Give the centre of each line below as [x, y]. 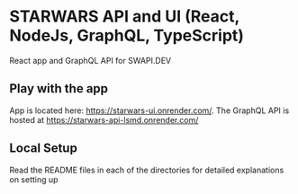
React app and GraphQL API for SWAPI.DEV [90, 60]
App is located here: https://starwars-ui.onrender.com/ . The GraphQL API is [149, 110]
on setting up [34, 179]
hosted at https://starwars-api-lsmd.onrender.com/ [104, 119]
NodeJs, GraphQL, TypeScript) [127, 35]
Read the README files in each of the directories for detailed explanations [147, 170]
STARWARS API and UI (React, [125, 17]
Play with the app [59, 88]
